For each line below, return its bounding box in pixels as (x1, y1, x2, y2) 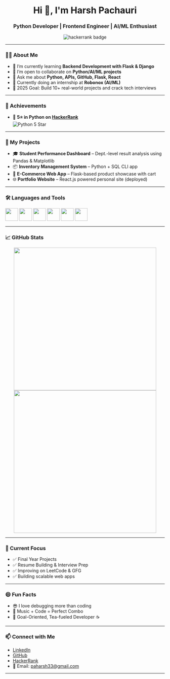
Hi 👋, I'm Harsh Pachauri (33, 5, 137, 16)
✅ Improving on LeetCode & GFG (12, 568, 82, 574)
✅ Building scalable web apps (12, 573, 75, 580)
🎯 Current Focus (5, 545, 46, 552)
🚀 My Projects (5, 139, 40, 146)
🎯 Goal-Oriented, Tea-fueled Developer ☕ (12, 614, 100, 620)
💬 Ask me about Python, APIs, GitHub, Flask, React (12, 74, 121, 80)
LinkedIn (12, 647, 31, 653)
